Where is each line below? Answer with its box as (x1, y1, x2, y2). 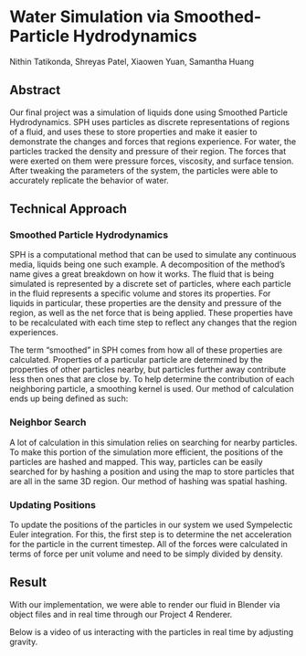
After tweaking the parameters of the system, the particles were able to (9, 164, 279, 175)
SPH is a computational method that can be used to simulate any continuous (9, 249, 297, 260)
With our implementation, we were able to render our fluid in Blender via (9, 598, 280, 609)
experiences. (9, 327, 59, 338)
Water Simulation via (9, 6, 171, 27)
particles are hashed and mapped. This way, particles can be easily (9, 456, 263, 467)
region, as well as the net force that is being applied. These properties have (9, 308, 294, 319)
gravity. (9, 636, 38, 647)
